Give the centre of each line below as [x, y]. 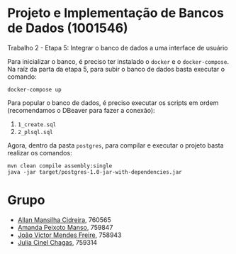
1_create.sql [37, 125]
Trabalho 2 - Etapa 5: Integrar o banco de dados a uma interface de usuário [118, 48]
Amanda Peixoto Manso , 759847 [65, 227]
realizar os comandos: [40, 153]
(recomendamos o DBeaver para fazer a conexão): [81, 110]
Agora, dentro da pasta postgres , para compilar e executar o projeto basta [116, 145]
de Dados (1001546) [68, 28]
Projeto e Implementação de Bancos [116, 13]
